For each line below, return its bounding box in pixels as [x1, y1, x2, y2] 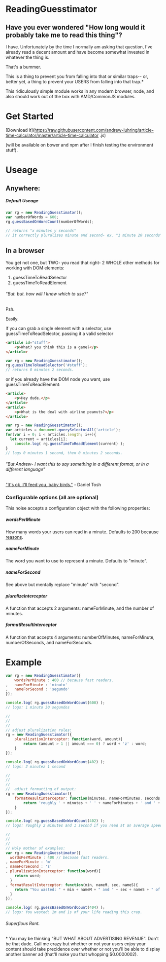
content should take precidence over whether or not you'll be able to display [5, 946, 161, 952]
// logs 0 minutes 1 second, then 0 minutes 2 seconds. [5, 450, 123, 455]
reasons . [5, 534, 24, 540]
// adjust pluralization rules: [5, 728, 72, 733]
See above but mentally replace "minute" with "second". [5, 581, 120, 588]
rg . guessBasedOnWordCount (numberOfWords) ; [5, 220, 94, 224]
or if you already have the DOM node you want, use [5, 376, 110, 382]
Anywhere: [5, 184, 41, 192]
